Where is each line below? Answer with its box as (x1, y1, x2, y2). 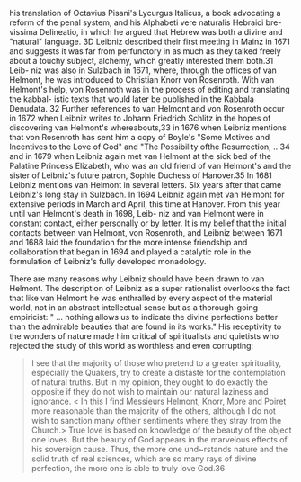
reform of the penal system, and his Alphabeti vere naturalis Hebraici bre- (9, 17, 282, 28)
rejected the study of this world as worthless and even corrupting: (9, 341, 254, 351)
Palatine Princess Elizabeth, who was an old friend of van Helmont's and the (9, 161, 292, 171)
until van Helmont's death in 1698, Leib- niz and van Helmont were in (9, 209, 265, 219)
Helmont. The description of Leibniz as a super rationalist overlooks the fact (9, 283, 290, 293)
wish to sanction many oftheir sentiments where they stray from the (31, 415, 282, 425)
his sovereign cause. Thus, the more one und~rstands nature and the (31, 444, 288, 454)
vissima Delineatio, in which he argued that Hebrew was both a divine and (9, 27, 283, 37)
